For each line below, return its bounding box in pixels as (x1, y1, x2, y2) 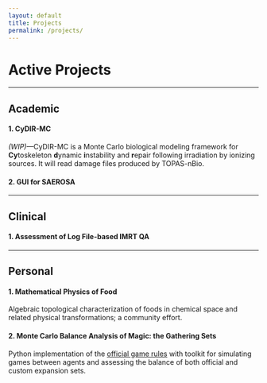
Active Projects (8, 60, 111, 79)
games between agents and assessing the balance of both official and (8, 357, 238, 366)
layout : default (8, 11, 62, 20)
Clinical (8, 210, 47, 223)
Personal (8, 265, 54, 278)
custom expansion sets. (8, 366, 86, 375)
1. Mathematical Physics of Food (8, 287, 118, 296)
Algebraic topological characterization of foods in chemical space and (8, 304, 238, 314)
